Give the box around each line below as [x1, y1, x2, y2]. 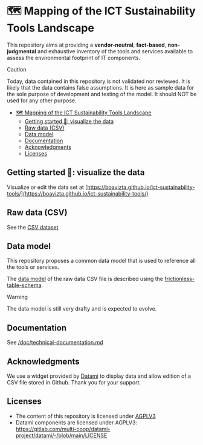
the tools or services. [7, 263, 60, 271]
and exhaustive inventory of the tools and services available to [37, 47, 193, 54]
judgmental [7, 47, 37, 54]
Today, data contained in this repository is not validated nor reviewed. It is [7, 77, 191, 85]
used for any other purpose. [7, 97, 77, 104]
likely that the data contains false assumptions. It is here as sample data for [7, 84, 195, 91]
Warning [7, 294, 28, 301]
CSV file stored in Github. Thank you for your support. [7, 379, 141, 386]
